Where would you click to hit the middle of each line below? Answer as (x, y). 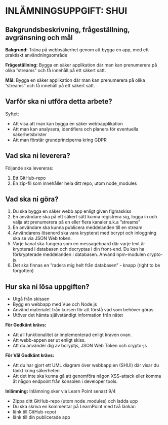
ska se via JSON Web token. (42, 238)
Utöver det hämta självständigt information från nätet (68, 315)
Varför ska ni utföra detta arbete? (59, 102)
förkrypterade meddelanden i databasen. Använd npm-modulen (79, 254)
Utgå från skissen (31, 299)
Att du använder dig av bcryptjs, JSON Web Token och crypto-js (80, 346)
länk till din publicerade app (41, 417)
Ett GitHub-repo (29, 178)
